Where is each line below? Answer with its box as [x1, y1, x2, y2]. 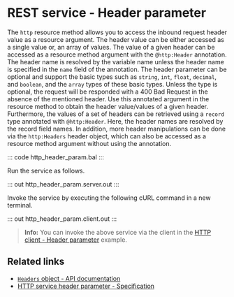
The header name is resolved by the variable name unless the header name [7, 57, 225, 66]
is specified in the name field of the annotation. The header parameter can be [7, 65, 227, 73]
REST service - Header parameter [7, 5, 207, 21]
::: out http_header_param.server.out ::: [7, 180, 119, 188]
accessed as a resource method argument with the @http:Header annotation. [7, 50, 227, 59]
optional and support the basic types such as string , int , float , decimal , [7, 72, 217, 81]
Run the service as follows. [7, 166, 85, 175]
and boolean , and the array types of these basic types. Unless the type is [7, 80, 218, 88]
